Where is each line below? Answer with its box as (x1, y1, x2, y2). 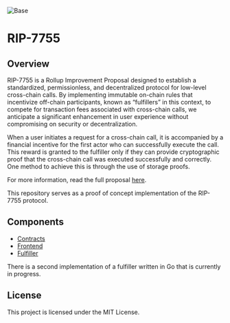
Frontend (16, 241, 43, 250)
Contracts (16, 234, 46, 243)
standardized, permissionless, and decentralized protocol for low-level (7, 83, 207, 91)
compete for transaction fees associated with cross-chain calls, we (7, 105, 197, 113)
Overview (7, 58, 50, 69)
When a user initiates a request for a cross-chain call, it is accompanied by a (7, 133, 224, 141)
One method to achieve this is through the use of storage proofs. (7, 162, 190, 170)
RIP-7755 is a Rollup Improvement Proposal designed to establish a (7, 76, 197, 84)
